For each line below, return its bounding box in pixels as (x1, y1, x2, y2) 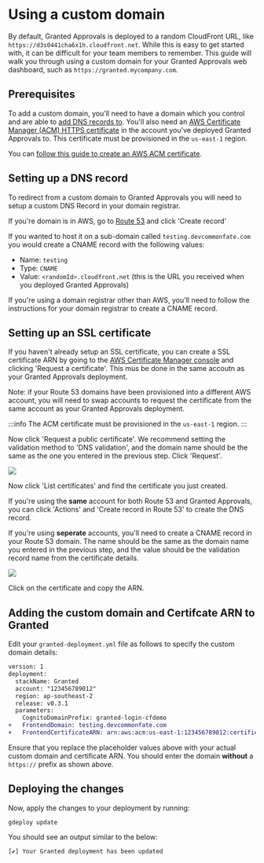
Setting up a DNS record (8, 171, 128, 185)
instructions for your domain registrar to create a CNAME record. (8, 303, 218, 313)
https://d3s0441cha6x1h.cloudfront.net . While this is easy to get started (8, 39, 245, 49)
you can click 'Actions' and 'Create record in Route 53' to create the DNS (8, 505, 244, 514)
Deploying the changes (8, 782, 124, 795)
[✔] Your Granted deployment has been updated (8, 847, 163, 855)
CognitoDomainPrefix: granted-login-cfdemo (22, 714, 167, 722)
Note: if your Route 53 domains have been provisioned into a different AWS (8, 387, 251, 397)
